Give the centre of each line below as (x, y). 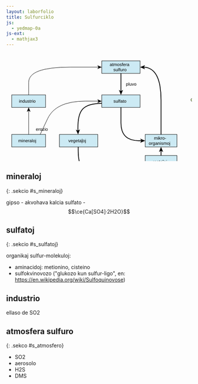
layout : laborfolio (30, 12)
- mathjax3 (25, 39)
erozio (42, 130)
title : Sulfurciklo (30, 17)
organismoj (160, 143)
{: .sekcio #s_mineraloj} (35, 191)
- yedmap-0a (26, 28)
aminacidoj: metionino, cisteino (52, 267)
